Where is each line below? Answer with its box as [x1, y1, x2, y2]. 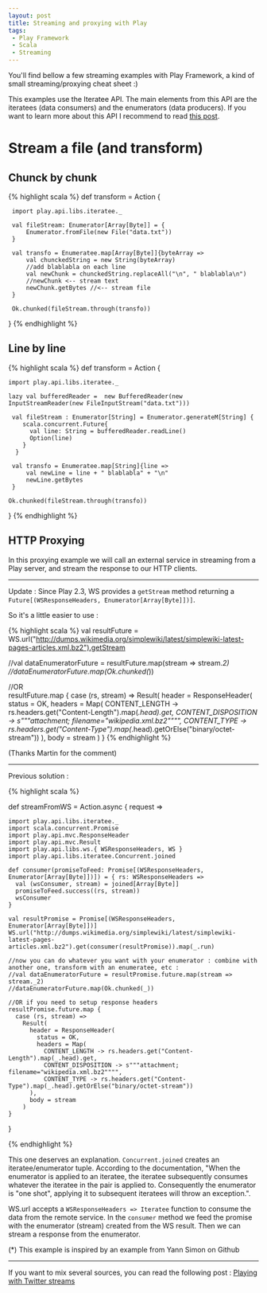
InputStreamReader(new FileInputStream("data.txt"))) [8, 399, 191, 407]
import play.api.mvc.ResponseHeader [8, 831, 130, 839]
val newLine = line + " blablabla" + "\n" [25, 469, 169, 477]
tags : [8, 26, 26, 34]
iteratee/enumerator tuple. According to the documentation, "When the [8, 1163, 241, 1173]
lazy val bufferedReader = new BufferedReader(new [8, 392, 183, 400]
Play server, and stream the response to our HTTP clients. [8, 563, 198, 573]
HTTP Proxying [8, 534, 85, 548]
